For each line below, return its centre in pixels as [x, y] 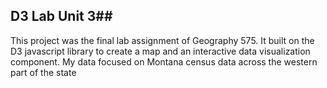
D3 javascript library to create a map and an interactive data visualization [160, 51]
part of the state [43, 72]
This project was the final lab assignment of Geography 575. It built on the [162, 40]
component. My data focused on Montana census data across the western [164, 61]
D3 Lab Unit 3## [61, 16]
